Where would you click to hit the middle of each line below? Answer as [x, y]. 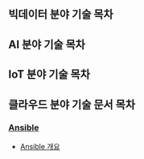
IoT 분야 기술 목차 [49, 75]
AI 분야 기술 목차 [47, 44]
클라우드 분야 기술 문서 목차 [72, 105]
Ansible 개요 [40, 146]
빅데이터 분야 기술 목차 [61, 15]
